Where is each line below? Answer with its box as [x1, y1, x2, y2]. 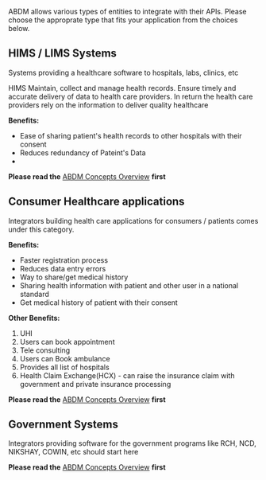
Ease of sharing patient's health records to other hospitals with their [19, 131, 242, 140]
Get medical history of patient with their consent [19, 298, 179, 307]
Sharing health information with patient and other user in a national [19, 280, 239, 290]
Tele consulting [19, 345, 71, 355]
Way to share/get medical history [19, 272, 129, 282]
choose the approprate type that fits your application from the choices [8, 15, 238, 25]
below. [8, 24, 30, 33]
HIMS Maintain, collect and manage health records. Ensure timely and [8, 83, 237, 92]
